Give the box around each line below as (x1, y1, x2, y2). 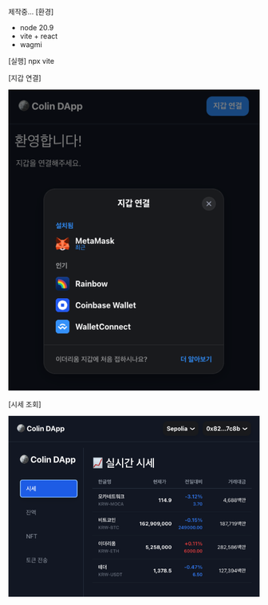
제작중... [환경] (8, 7, 54, 16)
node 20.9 (19, 23, 54, 32)
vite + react (19, 31, 58, 41)
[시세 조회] (8, 399, 41, 409)
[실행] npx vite (8, 57, 54, 65)
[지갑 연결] (8, 73, 41, 82)
